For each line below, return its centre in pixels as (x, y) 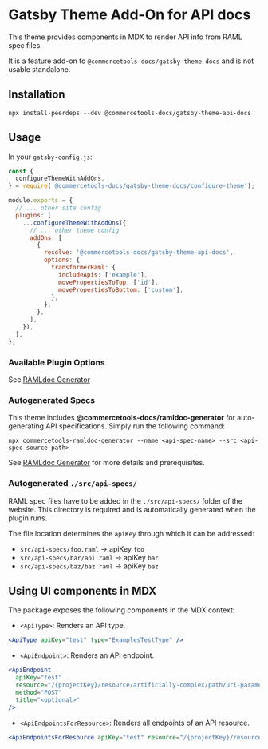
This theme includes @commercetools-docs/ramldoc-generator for (122, 418)
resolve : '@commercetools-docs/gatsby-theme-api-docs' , (138, 253)
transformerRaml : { (83, 268)
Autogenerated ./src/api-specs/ (73, 484)
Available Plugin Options (57, 362)
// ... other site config (59, 208)
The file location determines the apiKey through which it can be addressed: (132, 533)
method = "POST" (39, 692)
